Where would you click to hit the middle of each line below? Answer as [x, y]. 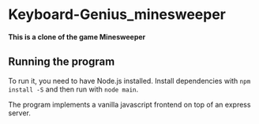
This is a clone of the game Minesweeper [77, 36]
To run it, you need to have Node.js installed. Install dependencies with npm [129, 81]
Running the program [62, 62]
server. [20, 113]
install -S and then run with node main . [73, 89]
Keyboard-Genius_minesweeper [117, 15]
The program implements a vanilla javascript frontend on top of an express [129, 104]
